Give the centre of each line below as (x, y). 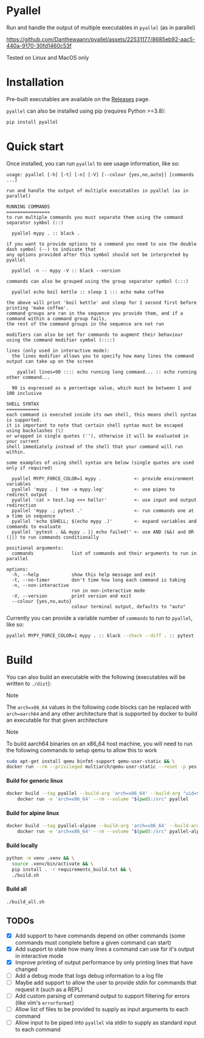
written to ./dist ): (29, 683)
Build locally (22, 845)
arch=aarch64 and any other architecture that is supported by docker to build (102, 713)
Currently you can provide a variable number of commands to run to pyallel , (100, 618)
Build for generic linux (35, 780)
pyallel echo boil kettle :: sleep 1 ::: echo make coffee (88, 292)
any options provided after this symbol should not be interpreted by (97, 254)
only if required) (29, 468)
